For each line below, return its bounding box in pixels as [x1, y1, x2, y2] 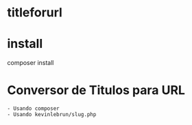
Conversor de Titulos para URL [7, 83, 185, 98]
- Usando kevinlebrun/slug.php [7, 111, 97, 118]
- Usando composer [7, 105, 60, 112]
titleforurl [7, 5, 63, 20]
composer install [7, 59, 54, 67]
